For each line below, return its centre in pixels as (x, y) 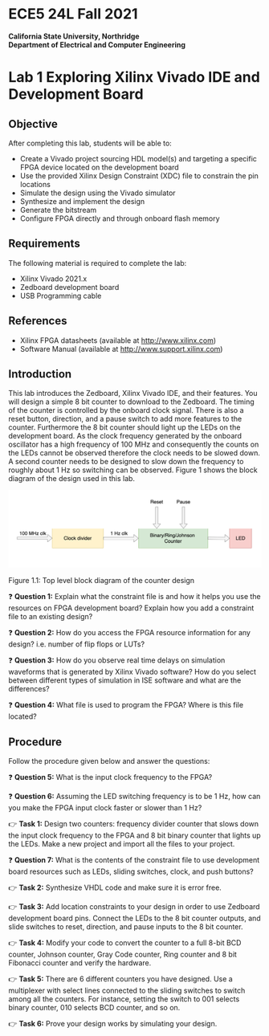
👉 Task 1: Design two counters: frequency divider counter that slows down (134, 824)
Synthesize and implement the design (82, 201)
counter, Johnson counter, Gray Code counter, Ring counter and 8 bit (122, 954)
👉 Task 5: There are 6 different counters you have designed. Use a (120, 979)
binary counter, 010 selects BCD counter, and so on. (94, 1008)
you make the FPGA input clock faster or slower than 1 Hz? (105, 808)
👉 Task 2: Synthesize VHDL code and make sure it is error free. (115, 887)
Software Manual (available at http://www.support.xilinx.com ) (121, 349)
